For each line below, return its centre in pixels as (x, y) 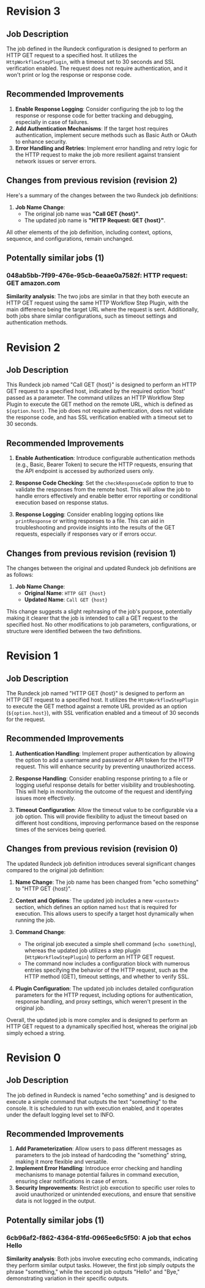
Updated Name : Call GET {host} (66, 599)
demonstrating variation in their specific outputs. (68, 1278)
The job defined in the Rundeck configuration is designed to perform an (97, 49)
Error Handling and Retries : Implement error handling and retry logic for (106, 148)
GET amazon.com (33, 283)
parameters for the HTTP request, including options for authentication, (104, 995)
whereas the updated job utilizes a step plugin (82, 950)
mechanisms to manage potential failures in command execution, (97, 1175)
